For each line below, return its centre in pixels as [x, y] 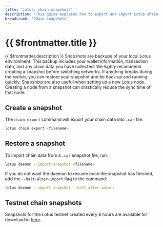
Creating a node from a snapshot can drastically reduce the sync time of [78, 87]
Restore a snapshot [35, 143]
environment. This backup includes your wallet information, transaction [77, 61]
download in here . [23, 220]
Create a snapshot [34, 108]
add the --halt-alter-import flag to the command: [56, 179]
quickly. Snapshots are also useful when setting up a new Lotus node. [75, 82]
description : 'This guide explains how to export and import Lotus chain [82, 14]
